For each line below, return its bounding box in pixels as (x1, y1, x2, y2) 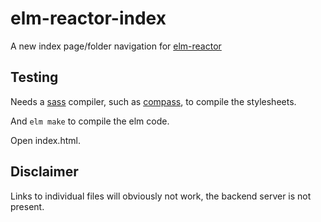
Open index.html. (10, 134, 81, 146)
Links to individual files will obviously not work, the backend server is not (10, 190, 312, 202)
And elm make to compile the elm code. (10, 115, 170, 127)
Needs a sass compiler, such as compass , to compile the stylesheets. (10, 95, 297, 107)
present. (10, 200, 45, 212)
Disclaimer (10, 163, 79, 181)
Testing (10, 69, 59, 86)
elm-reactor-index (10, 7, 167, 30)
